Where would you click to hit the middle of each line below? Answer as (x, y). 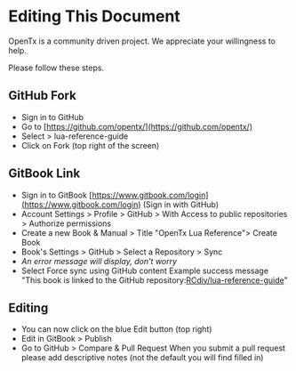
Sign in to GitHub (52, 117)
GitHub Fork (42, 96)
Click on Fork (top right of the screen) (90, 145)
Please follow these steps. (56, 68)
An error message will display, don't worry (99, 261)
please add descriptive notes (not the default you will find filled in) (142, 358)
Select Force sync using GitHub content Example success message (144, 270)
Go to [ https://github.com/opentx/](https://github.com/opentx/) (137, 126)
